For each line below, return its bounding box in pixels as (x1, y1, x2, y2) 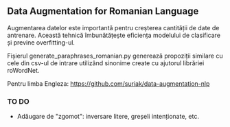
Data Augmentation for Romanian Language (7, 5, 199, 17)
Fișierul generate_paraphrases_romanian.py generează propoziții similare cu (7, 51, 223, 60)
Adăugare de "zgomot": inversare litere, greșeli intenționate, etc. (16, 113, 199, 121)
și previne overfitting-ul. (7, 38, 76, 47)
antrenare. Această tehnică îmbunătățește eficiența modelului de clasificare (7, 31, 221, 39)
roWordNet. (7, 66, 40, 74)
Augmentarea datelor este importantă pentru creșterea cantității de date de (7, 23, 220, 32)
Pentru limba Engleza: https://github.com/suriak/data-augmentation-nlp (7, 79, 210, 88)
